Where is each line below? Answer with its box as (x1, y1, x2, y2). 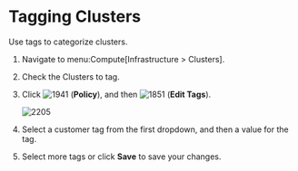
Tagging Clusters (8, 6, 142, 27)
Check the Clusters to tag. (21, 71, 120, 82)
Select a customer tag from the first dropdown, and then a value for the (21, 124, 289, 135)
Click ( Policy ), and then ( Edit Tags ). (21, 89, 212, 100)
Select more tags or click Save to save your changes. (21, 151, 222, 162)
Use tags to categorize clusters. (8, 36, 128, 47)
